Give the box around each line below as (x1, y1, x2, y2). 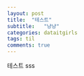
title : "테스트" (7, 16, 53, 23)
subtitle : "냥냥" (7, 23, 60, 29)
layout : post (7, 10, 44, 17)
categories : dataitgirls (7, 29, 78, 36)
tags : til (7, 36, 36, 42)
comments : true (7, 42, 51, 49)
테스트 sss (7, 62, 36, 69)
